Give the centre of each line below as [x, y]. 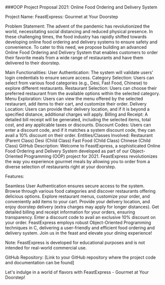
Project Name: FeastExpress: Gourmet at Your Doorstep [62, 17]
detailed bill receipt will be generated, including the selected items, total [78, 120]
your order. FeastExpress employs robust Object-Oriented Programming [78, 222]
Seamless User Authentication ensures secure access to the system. [75, 186]
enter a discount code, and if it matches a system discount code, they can [80, 130]
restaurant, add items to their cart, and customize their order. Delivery [76, 104]
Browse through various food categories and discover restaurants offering [81, 191]
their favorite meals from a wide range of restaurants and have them [74, 58]
